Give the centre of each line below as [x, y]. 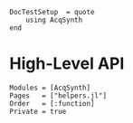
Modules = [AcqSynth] [50, 88]
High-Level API [67, 64]
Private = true [38, 111]
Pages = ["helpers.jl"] [58, 95]
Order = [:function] [52, 103]
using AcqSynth [54, 20]
